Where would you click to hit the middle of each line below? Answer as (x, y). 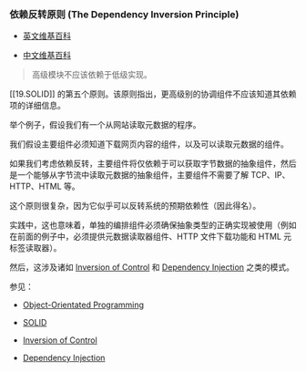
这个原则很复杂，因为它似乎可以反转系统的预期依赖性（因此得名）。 (135, 206)
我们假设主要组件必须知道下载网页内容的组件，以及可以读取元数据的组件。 (149, 144)
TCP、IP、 (270, 175)
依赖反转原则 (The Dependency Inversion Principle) (124, 14)
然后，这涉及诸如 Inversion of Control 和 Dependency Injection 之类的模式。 (152, 267)
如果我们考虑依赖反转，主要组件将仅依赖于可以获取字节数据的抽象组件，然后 (153, 164)
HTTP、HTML (36, 186)
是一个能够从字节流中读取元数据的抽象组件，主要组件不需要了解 (129, 175)
